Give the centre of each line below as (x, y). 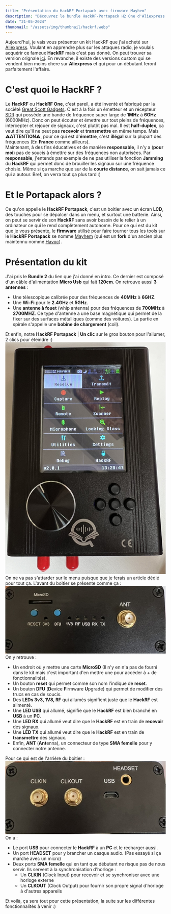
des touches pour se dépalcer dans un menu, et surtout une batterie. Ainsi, (84, 215)
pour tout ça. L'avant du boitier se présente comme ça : (63, 583)
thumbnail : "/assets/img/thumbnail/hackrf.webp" (58, 27)
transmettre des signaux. (39, 737)
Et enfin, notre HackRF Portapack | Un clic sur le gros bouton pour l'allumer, (85, 334)
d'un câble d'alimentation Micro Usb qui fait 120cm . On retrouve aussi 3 (81, 282)
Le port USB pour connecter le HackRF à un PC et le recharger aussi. (85, 848)
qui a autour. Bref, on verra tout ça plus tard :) (53, 175)
